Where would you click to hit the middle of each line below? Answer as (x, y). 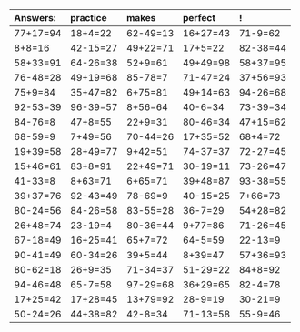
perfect (200, 18)
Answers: (35, 18)
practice (89, 18)
